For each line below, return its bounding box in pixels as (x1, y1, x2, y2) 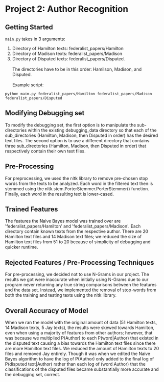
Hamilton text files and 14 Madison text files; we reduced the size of (5, 234, 142, 240)
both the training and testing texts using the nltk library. (5, 292, 117, 298)
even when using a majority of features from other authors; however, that (5, 330, 153, 336)
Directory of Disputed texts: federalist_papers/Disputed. (12, 56, 125, 62)
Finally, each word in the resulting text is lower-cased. (5, 191, 114, 197)
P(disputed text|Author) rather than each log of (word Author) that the (5, 361, 146, 367)
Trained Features (5, 205, 58, 214)
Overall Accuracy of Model (5, 306, 88, 315)
